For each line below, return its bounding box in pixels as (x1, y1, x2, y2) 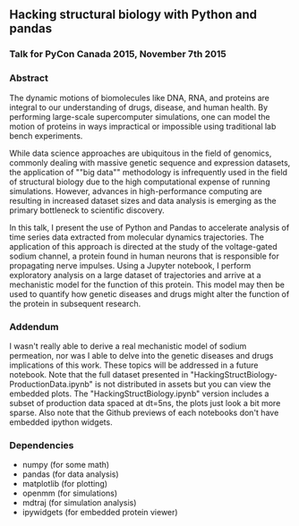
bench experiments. (9, 130, 83, 141)
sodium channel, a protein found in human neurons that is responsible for (9, 250, 279, 261)
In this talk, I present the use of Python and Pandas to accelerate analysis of (9, 222, 290, 233)
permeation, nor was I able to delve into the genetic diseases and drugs (9, 350, 274, 361)
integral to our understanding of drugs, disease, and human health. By (9, 102, 269, 113)
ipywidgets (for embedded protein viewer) (21, 507, 178, 518)
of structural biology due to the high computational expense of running (9, 176, 270, 187)
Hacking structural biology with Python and (9, 7, 258, 22)
